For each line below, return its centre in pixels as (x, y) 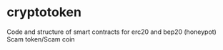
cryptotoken (44, 12)
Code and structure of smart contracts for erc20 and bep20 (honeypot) (112, 32)
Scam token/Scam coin (41, 39)
